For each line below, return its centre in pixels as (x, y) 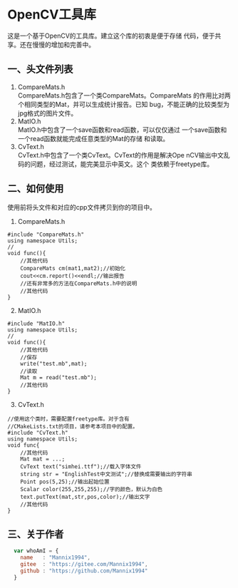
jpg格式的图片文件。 (47, 113)
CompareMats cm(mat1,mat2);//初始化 (73, 268)
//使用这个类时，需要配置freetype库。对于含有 (68, 419)
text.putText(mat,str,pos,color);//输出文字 (85, 497)
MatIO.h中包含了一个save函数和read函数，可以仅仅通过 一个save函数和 (122, 130)
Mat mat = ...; (43, 459)
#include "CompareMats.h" (46, 234)
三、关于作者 (36, 534)
